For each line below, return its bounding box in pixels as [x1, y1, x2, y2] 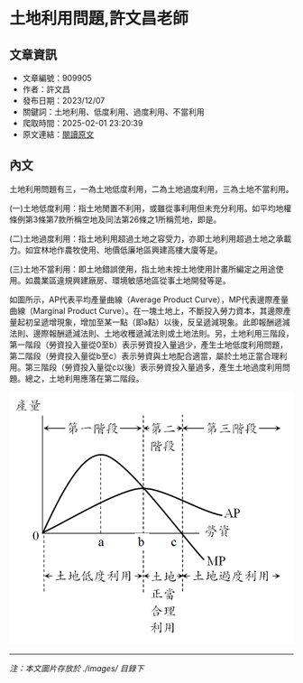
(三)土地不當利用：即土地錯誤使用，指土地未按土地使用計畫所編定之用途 [9, 263, 277, 274]
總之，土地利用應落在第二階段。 [24, 373, 144, 383]
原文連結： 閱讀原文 [22, 129, 95, 140]
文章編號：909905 [22, 73, 92, 83]
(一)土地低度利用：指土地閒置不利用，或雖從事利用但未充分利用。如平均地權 [9, 202, 292, 213]
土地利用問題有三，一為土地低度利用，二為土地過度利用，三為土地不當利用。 [9, 183, 294, 194]
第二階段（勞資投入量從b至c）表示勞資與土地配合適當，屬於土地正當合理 [9, 350, 280, 361]
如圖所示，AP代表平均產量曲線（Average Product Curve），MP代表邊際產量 [9, 294, 289, 305]
